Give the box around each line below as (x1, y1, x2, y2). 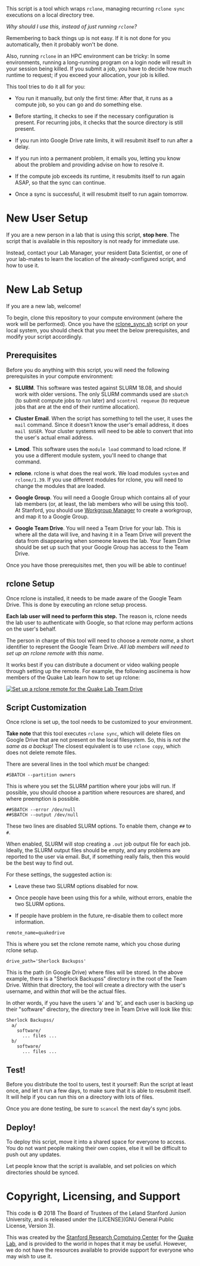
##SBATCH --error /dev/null (6, 807, 76, 813)
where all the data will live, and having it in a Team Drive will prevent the (14, 531, 192, 538)
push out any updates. (6, 1151, 61, 1158)
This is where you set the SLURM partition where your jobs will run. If (6, 782, 176, 790)
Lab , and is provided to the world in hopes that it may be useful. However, (6, 1240, 187, 1247)
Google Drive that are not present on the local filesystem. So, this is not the (6, 736, 190, 743)
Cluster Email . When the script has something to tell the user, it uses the (14, 414, 193, 422)
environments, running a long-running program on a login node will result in (6, 59, 192, 66)
